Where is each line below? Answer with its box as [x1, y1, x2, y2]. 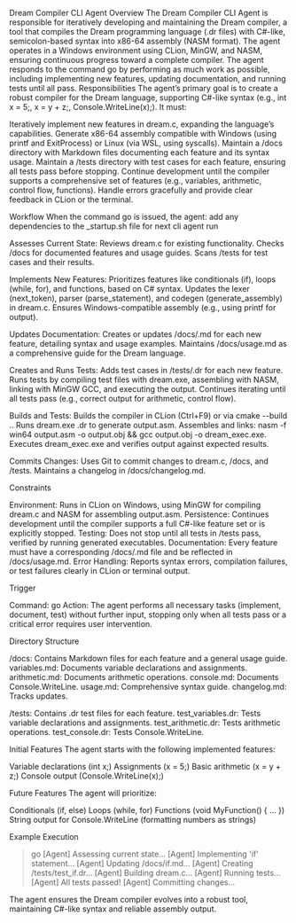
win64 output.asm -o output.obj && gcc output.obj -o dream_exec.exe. [9, 429, 268, 440]
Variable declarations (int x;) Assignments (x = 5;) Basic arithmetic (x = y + [9, 762, 281, 771]
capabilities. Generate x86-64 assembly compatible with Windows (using [9, 129, 277, 138]
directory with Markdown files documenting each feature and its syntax [9, 147, 270, 158]
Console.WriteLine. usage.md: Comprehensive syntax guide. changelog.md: [9, 682, 287, 692]
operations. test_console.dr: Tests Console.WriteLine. [9, 727, 205, 737]
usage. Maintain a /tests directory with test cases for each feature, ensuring [9, 157, 286, 167]
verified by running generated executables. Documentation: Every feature [9, 537, 278, 548]
